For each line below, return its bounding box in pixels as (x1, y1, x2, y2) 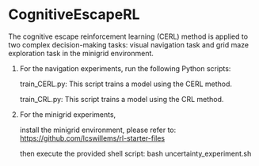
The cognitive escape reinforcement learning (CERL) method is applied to (8, 32, 248, 41)
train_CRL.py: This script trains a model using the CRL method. (19, 94, 224, 104)
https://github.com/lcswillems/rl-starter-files (19, 133, 165, 143)
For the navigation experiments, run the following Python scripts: (19, 63, 231, 73)
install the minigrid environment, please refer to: (19, 125, 177, 134)
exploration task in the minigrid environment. (8, 48, 154, 58)
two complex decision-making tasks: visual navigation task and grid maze (8, 40, 249, 49)
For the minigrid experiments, (19, 109, 116, 119)
